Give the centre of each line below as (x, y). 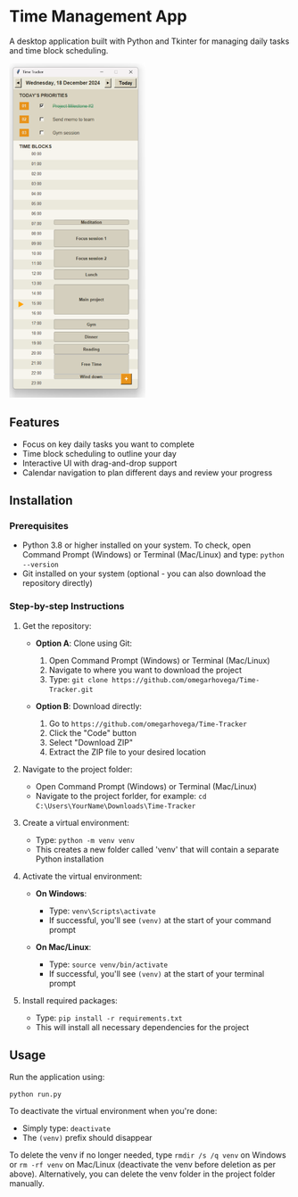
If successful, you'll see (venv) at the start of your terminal (157, 973)
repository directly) (58, 583)
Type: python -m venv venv (85, 839)
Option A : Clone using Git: (83, 643)
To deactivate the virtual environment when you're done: (113, 1111)
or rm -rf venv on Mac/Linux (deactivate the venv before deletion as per (143, 1165)
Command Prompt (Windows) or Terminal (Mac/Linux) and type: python (153, 555)
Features (34, 422)
